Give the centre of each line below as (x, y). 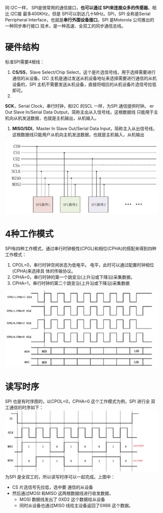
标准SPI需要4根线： (25, 62)
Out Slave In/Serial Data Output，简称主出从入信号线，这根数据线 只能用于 (80, 112)
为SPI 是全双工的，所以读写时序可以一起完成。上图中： (60, 476)
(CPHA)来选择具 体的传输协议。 (44, 271)
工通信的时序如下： (24, 408)
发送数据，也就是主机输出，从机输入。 (60, 118)
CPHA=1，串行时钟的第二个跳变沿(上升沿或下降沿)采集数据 (71, 283)
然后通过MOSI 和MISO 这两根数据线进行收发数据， (63, 493)
